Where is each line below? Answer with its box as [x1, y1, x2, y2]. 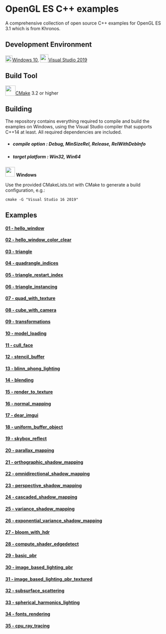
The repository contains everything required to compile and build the [5, 118, 150, 124]
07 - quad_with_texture [5, 295, 56, 302]
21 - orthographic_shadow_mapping [5, 459, 84, 465]
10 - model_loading [5, 330, 47, 336]
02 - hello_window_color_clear [5, 237, 72, 243]
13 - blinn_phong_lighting [5, 365, 60, 371]
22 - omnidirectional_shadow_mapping [5, 471, 90, 477]
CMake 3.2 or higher [15, 90, 59, 96]
